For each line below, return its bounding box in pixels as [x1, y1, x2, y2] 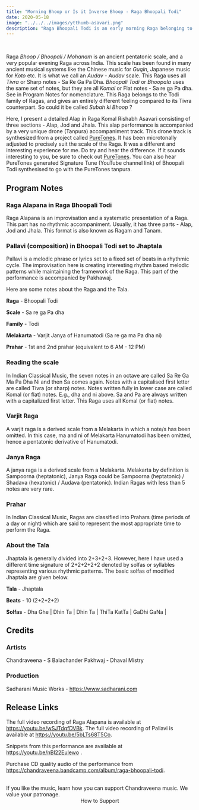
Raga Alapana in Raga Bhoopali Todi [6, 200, 112, 209]
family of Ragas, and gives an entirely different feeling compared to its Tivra [6, 98, 192, 105]
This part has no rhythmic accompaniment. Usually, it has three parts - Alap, [6, 221, 193, 228]
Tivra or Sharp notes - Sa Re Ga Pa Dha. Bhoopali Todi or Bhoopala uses [6, 79, 185, 86]
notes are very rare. [6, 485, 55, 492]
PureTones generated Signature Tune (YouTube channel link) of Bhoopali [6, 159, 184, 167]
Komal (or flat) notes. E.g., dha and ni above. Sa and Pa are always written [6, 391, 187, 398]
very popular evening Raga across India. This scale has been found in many [6, 59, 191, 67]
